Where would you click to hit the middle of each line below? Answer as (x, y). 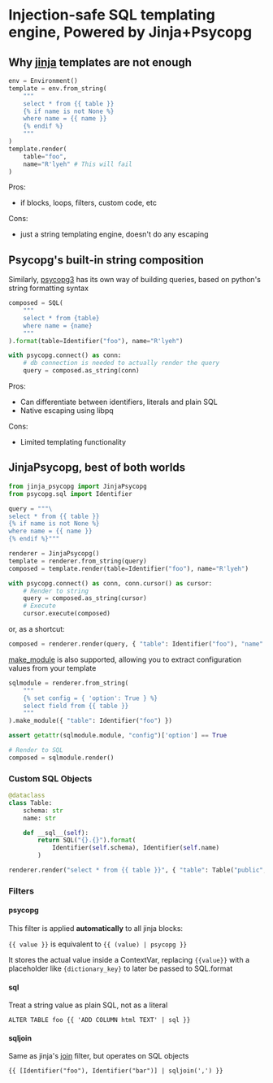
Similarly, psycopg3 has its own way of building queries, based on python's (135, 280)
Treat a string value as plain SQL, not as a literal (88, 1005)
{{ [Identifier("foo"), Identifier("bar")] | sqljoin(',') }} (116, 1071)
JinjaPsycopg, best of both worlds (97, 468)
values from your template (52, 668)
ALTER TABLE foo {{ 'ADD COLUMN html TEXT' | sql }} (100, 1020)
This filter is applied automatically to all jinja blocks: (96, 929)
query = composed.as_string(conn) (81, 371)
